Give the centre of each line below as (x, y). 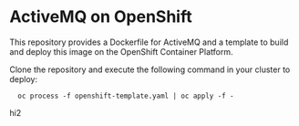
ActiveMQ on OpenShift (101, 17)
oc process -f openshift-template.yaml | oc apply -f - (126, 96)
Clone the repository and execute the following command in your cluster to (150, 69)
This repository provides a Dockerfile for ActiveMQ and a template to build (149, 42)
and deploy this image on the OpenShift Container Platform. (122, 51)
